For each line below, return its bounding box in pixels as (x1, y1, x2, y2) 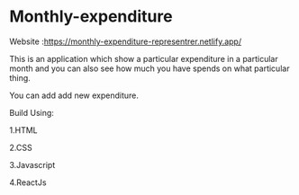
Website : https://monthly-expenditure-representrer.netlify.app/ (9, 36, 241, 47)
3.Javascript (9, 159, 56, 170)
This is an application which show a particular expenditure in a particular (9, 53, 278, 64)
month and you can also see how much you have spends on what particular (9, 63, 290, 74)
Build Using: (9, 107, 54, 118)
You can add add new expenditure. (9, 90, 140, 101)
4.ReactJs (9, 177, 47, 188)
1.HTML (9, 124, 38, 136)
